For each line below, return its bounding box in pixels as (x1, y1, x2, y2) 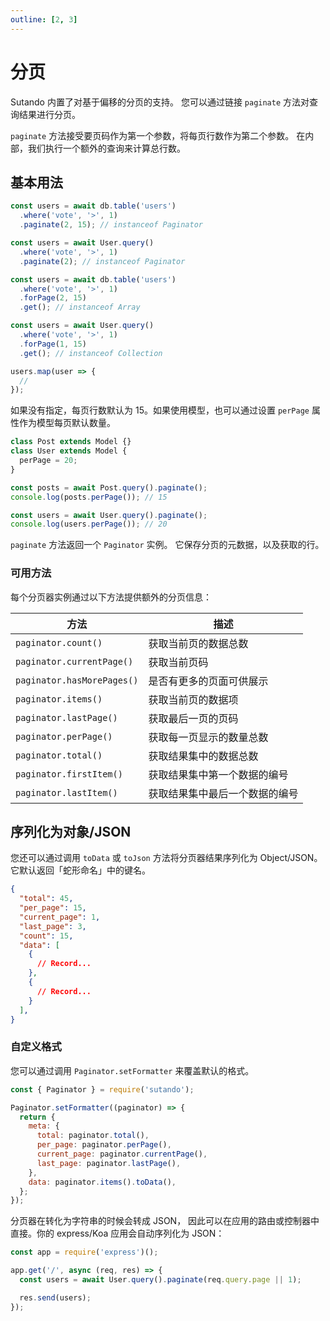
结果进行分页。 (18, 108, 81, 120)
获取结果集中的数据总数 (148, 749, 259, 763)
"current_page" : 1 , (19, 912, 101, 922)
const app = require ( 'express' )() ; (10, 1247, 159, 1258)
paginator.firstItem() (15, 768, 123, 780)
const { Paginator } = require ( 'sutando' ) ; (10, 1084, 195, 1095)
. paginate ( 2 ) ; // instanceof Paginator (19, 256, 186, 266)
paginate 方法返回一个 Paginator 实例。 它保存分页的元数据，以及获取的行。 (10, 539, 325, 551)
